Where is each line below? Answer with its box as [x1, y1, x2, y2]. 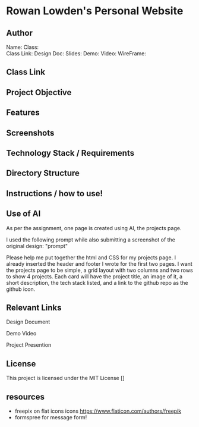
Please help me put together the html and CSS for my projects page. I [6, 254, 176, 261]
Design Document [6, 318, 50, 325]
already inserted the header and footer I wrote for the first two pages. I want [6, 260, 193, 267]
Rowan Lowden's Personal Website [6, 4, 184, 18]
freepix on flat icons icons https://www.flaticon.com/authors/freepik [14, 407, 182, 415]
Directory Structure [6, 168, 80, 178]
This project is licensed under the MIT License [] [6, 375, 125, 382]
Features [6, 108, 40, 118]
